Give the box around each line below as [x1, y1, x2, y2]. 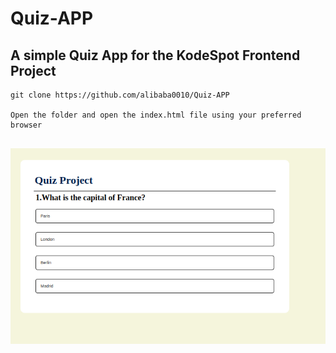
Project [10, 62, 57, 79]
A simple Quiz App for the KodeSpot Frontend [10, 47, 301, 64]
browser [10, 120, 43, 130]
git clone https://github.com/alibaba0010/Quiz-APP [10, 90, 230, 100]
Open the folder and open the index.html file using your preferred [10, 110, 302, 120]
